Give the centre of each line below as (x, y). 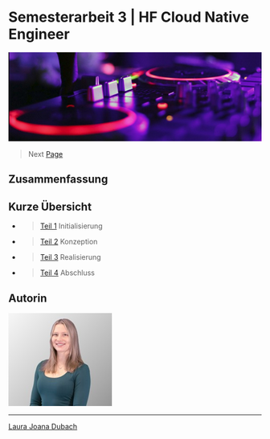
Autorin (28, 298)
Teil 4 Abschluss (67, 273)
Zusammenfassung (58, 180)
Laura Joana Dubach (43, 426)
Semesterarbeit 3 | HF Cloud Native (129, 17)
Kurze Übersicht (50, 206)
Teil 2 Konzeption (69, 242)
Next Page (45, 154)
